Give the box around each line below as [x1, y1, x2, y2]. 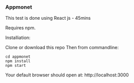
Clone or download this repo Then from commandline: [5, 45, 119, 51]
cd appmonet [5, 54, 31, 59]
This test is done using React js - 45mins [5, 15, 91, 21]
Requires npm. [5, 25, 36, 31]
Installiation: [5, 34, 31, 41]
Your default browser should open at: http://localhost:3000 [5, 72, 129, 78]
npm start [5, 63, 26, 68]
